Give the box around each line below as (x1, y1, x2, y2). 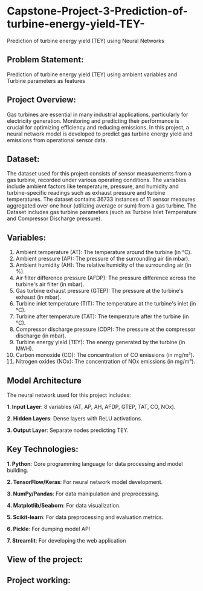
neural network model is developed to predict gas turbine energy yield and (7, 130, 193, 137)
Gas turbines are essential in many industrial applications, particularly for (7, 111, 188, 118)
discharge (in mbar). (15, 332, 66, 339)
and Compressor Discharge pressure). (7, 215, 102, 222)
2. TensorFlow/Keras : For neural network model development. (7, 478, 163, 485)
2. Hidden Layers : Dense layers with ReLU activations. (7, 415, 143, 422)
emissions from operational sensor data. (7, 136, 108, 143)
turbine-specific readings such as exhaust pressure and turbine (7, 189, 166, 197)
